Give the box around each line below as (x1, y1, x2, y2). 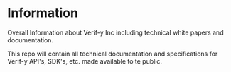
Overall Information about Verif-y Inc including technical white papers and (7, 28, 224, 37)
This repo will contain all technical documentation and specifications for (7, 49, 218, 58)
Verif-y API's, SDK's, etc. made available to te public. (7, 56, 162, 65)
